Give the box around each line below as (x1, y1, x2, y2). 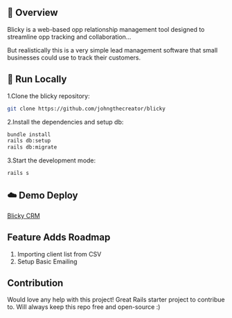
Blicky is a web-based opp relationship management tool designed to (7, 25, 205, 33)
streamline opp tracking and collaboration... (7, 32, 132, 41)
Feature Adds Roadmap (7, 232, 111, 243)
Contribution (7, 277, 64, 289)
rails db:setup (7, 138, 51, 144)
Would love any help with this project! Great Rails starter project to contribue (7, 295, 225, 304)
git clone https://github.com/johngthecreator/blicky (7, 105, 166, 112)
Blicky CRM (7, 212, 40, 220)
